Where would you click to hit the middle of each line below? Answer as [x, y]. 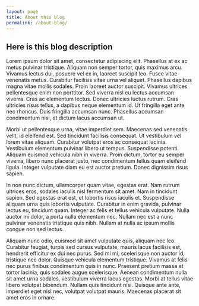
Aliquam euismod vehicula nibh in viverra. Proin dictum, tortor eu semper [95, 154]
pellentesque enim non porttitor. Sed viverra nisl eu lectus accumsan [90, 93]
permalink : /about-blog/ [37, 23]
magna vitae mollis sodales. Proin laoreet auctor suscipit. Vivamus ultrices [97, 86]
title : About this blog [36, 17]
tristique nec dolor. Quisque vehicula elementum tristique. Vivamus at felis [97, 260]
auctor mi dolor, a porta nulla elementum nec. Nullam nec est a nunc [90, 217]
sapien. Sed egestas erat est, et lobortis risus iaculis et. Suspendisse [90, 198]
